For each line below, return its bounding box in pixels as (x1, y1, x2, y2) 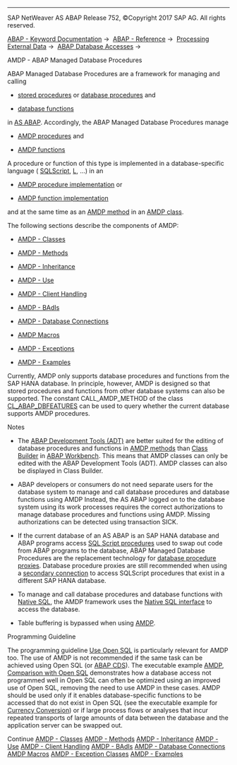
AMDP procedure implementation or (17, 181, 123, 188)
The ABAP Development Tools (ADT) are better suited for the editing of (17, 437, 224, 445)
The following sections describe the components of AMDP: (7, 222, 179, 229)
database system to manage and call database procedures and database (17, 488, 230, 496)
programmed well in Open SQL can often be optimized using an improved (7, 676, 221, 685)
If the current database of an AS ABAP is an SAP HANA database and (17, 531, 220, 540)
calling (7, 77, 27, 85)
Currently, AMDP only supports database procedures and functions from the (7, 372, 230, 380)
